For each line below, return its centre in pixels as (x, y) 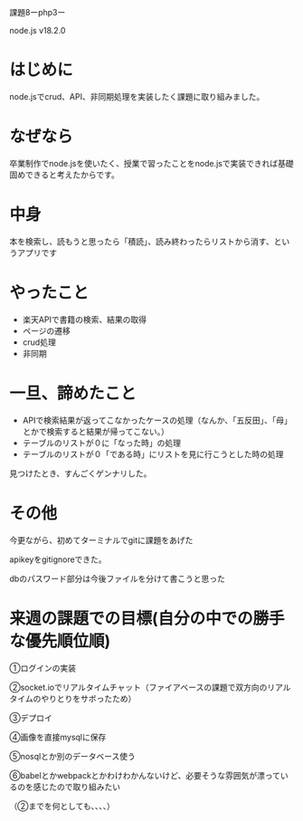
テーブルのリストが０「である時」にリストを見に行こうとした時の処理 (153, 453)
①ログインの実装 (43, 668)
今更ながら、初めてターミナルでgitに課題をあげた (101, 539)
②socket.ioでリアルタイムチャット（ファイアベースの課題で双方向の (138, 687)
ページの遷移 (46, 330)
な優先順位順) (60, 641)
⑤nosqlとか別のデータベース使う (72, 756)
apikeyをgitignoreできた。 (58, 559)
